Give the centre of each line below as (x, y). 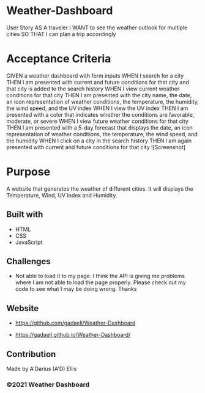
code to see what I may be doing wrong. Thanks (76, 289)
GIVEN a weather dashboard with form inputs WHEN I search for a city (95, 75)
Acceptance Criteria (59, 59)
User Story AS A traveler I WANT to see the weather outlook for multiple (97, 28)
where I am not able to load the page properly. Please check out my (101, 282)
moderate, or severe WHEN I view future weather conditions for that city (97, 121)
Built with (25, 215)
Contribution (31, 354)
